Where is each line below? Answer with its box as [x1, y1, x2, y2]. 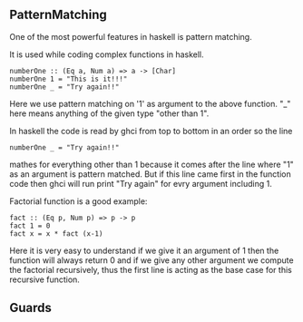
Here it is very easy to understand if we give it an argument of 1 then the [9, 245, 279, 256]
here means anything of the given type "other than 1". [9, 108, 210, 119]
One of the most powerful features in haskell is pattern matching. [9, 31, 252, 42]
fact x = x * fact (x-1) [9, 229, 103, 239]
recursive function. [9, 274, 80, 285]
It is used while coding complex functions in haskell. [9, 49, 204, 60]
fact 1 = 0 [9, 221, 51, 230]
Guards [9, 300, 53, 316]
